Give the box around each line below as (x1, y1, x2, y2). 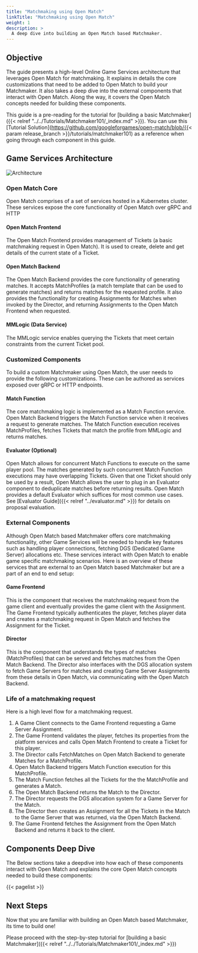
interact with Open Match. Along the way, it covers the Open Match (6, 93, 170, 101)
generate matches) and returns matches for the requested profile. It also (6, 288, 183, 296)
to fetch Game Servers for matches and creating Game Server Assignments (6, 667, 190, 675)
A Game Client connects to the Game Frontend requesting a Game (14, 720, 176, 727)
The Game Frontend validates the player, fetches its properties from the (14, 732, 189, 739)
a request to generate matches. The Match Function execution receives (6, 421, 180, 428)
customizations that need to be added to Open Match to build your (6, 81, 168, 88)
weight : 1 (6, 20, 31, 25)
